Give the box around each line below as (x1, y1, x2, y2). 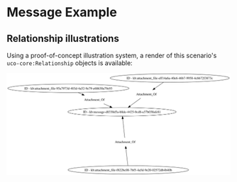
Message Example (6, 4, 118, 21)
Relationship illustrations (6, 33, 120, 45)
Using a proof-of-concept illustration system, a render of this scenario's (6, 51, 217, 59)
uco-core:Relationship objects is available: (6, 59, 133, 67)
